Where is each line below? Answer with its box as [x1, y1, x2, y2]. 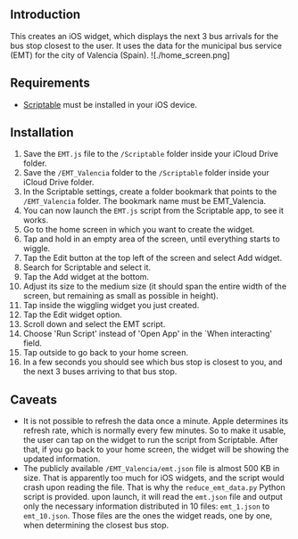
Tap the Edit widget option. [22, 309, 123, 320]
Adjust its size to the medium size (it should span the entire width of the [22, 281, 287, 292]
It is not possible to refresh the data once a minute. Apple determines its [22, 416, 289, 427]
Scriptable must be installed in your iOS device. [22, 99, 197, 110]
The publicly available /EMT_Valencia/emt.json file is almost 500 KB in [22, 463, 280, 474]
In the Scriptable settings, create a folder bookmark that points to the [22, 186, 277, 197]
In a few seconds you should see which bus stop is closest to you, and [22, 356, 283, 368]
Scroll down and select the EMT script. [22, 319, 166, 330]
